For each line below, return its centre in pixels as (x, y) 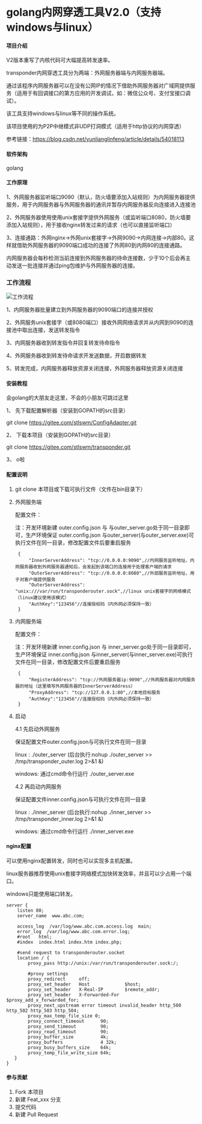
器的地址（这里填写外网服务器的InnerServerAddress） (75, 686)
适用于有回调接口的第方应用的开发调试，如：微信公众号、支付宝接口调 (103, 93)
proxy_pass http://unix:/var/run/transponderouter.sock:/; (103, 963)
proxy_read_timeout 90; (69, 1032)
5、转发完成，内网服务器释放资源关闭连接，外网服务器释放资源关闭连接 (95, 369)
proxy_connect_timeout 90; (69, 1021)
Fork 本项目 (29, 1091)
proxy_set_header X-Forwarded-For (74, 994)
